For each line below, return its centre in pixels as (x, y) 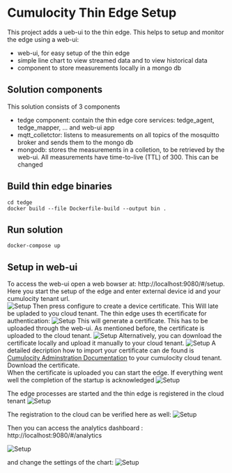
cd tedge (20, 202)
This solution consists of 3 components (64, 107)
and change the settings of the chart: (60, 463)
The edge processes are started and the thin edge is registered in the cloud (116, 394)
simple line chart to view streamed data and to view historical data (112, 60)
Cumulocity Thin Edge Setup (92, 13)
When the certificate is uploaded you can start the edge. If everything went (115, 373)
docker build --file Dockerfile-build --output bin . (87, 208)
